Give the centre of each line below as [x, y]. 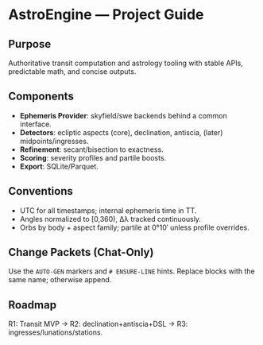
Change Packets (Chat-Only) [81, 252]
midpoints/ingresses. [54, 141]
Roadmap [33, 305]
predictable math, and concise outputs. [72, 72]
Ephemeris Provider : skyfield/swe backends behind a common [124, 115]
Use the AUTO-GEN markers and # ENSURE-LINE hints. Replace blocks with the [132, 271]
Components [41, 97]
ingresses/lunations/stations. [56, 332]
